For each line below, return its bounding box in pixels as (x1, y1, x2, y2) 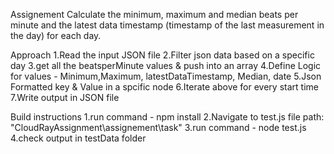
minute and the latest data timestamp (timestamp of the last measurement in (10, 19, 325, 31)
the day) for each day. (10, 30, 102, 41)
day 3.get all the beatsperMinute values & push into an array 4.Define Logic (10, 60, 322, 71)
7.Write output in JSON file (10, 92, 120, 103)
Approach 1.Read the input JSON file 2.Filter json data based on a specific (10, 49, 315, 61)
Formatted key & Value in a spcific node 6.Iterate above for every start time (10, 81, 319, 93)
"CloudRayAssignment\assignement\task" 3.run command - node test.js (10, 122, 307, 133)
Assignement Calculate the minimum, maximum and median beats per (10, 9, 299, 20)
